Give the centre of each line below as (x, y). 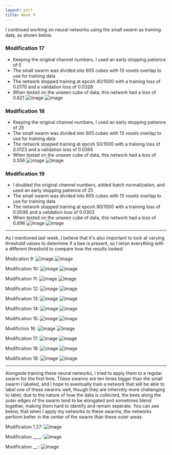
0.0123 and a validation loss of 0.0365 (53, 150)
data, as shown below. (29, 35)
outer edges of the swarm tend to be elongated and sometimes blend (79, 401)
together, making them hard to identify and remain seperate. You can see (82, 406)
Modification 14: (22, 308)
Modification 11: (22, 279)
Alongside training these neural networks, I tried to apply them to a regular (84, 373)
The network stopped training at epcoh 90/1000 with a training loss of (87, 207)
